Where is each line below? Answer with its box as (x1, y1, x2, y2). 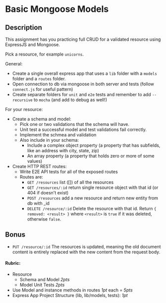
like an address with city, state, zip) (27, 148, 99, 153)
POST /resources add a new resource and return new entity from (27, 195, 159, 201)
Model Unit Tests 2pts (19, 282, 65, 288)
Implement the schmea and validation (19, 132, 97, 137)
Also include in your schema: (19, 137, 79, 143)
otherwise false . (27, 216, 61, 222)
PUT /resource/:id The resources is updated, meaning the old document (12, 243, 161, 249)
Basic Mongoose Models (5, 3, 109, 15)
